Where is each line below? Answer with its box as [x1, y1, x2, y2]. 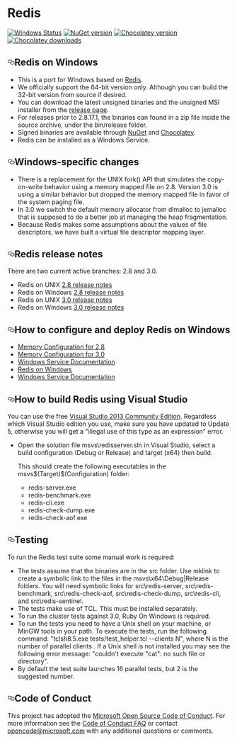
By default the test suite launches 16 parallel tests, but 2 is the [17, 664, 199, 673]
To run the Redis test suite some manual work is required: [7, 553, 175, 561]
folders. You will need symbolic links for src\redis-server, [17, 581, 184, 590]
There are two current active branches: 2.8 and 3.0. [7, 267, 158, 276]
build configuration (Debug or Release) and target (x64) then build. [17, 449, 213, 456]
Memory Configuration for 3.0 [17, 350, 105, 359]
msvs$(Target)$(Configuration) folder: [17, 470, 129, 478]
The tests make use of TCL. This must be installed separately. [17, 604, 198, 612]
